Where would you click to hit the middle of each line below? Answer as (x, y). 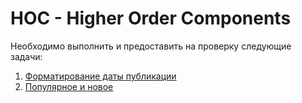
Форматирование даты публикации (100, 76)
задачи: (26, 56)
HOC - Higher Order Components (151, 18)
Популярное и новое (69, 86)
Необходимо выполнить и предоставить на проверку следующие (151, 46)
